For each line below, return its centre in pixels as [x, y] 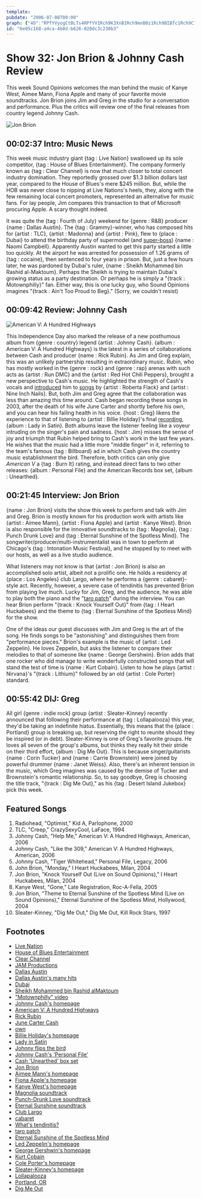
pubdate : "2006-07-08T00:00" [42, 17]
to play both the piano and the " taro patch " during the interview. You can [96, 598]
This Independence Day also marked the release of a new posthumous [93, 336]
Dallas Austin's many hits [46, 978]
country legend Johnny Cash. [43, 113]
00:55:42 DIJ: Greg [43, 699]
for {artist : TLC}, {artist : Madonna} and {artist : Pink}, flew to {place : [92, 234]
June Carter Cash [36, 1023]
